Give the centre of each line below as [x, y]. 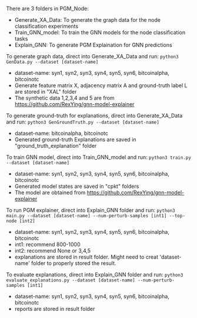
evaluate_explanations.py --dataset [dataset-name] [71, 280]
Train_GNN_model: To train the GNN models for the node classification [100, 32]
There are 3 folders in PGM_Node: [48, 9]
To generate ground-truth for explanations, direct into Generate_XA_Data [94, 115]
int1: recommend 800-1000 [47, 244]
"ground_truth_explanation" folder [56, 146]
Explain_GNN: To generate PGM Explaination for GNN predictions [93, 45]
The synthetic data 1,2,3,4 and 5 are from [64, 98]
